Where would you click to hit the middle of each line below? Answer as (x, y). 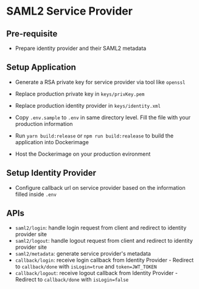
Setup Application (41, 67)
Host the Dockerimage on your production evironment (83, 154)
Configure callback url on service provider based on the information (100, 187)
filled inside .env (36, 194)
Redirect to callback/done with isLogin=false (72, 280)
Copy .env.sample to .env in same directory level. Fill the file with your (103, 117)
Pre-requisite (32, 34)
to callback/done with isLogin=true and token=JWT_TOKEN (86, 266)
